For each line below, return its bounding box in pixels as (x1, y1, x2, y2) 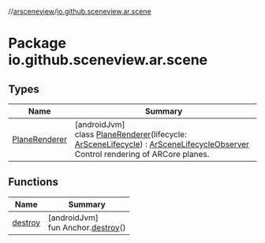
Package (8, 35, 67, 52)
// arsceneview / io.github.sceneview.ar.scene (8, 7, 151, 16)
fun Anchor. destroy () (47, 222, 126, 233)
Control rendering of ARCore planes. (74, 149, 210, 159)
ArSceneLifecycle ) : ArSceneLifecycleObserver (74, 139, 250, 149)
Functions (8, 175, 59, 189)
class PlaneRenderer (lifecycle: (74, 129, 187, 140)
